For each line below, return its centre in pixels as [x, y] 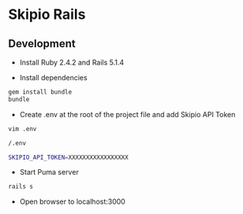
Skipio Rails [47, 15]
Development [42, 44]
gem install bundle [40, 92]
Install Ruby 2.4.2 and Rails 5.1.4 [72, 62]
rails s [21, 186]
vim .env [22, 129]
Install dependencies [54, 77]
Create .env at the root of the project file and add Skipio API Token [127, 114]
